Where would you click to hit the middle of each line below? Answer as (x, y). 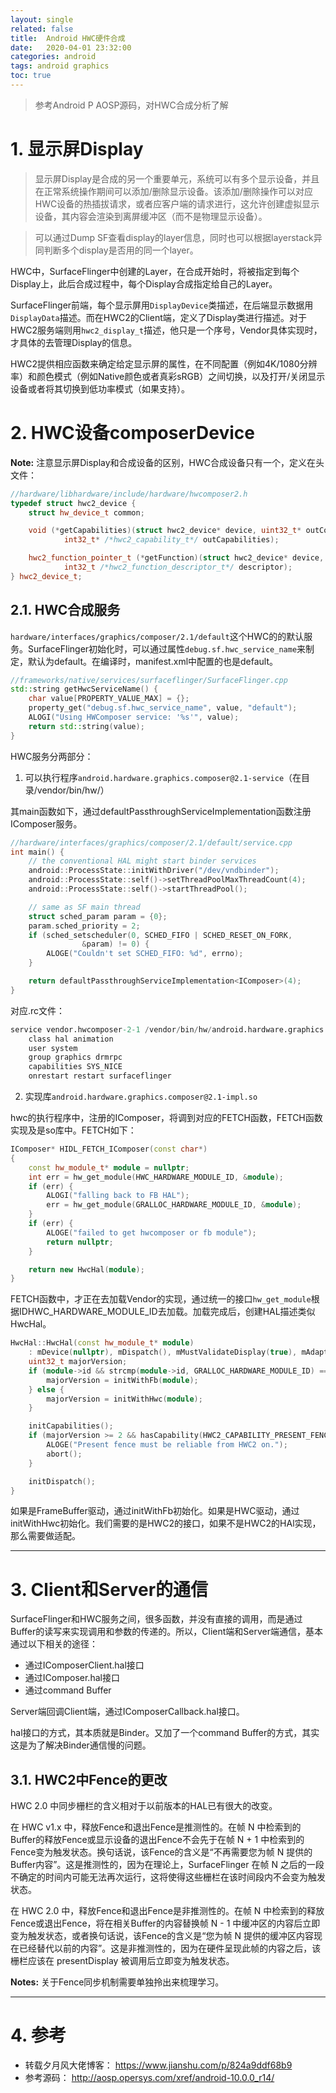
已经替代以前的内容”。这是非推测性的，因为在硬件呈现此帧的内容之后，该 (170, 1948)
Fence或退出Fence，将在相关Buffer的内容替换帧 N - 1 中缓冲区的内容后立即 (165, 1923)
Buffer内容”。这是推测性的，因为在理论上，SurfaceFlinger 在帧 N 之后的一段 (167, 1865)
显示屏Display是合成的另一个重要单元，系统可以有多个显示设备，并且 (177, 178)
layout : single (42, 19)
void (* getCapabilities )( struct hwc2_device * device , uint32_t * (165, 531)
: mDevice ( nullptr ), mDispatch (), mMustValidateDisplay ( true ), (163, 1352)
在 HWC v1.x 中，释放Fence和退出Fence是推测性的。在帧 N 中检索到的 (156, 1827)
